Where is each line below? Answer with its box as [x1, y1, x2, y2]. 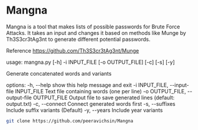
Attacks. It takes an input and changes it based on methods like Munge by [6, 29, 186, 36]
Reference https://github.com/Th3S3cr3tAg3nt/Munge [6, 47, 139, 54]
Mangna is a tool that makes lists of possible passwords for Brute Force [6, 23, 180, 30]
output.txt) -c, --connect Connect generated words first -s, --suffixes [6, 100, 176, 107]
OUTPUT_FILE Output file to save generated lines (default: [33, 94, 175, 101]
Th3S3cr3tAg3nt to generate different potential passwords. [6, 35, 151, 43]
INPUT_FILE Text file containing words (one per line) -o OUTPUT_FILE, [15, 87, 186, 95]
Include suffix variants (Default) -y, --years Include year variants [6, 106, 163, 113]
